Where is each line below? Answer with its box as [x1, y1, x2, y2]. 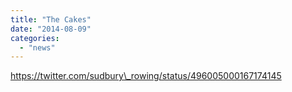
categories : [10, 33, 60, 43]
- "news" [19, 42, 56, 53]
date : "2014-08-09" [10, 24, 92, 34]
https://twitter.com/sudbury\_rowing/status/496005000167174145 [10, 70, 282, 82]
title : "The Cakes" [10, 14, 92, 25]
